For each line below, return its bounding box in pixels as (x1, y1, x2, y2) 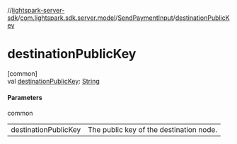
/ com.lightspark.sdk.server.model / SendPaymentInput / (17, 13, 175, 22)
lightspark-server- (11, 6, 65, 14)
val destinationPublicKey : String (7, 77, 100, 85)
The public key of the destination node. (87, 125, 218, 135)
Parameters (7, 93, 42, 101)
